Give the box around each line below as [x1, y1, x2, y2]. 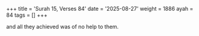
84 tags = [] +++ [6, 11, 48, 19]
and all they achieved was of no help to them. [6, 23, 119, 30]
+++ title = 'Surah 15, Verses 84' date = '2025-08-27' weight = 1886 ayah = [6, 5, 194, 12]
